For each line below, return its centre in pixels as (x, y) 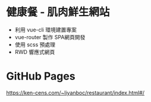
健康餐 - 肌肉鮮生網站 (58, 12)
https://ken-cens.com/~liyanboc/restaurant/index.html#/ (75, 93)
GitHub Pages (41, 76)
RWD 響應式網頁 (35, 52)
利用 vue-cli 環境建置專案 (46, 30)
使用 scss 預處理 (35, 44)
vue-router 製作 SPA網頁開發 (50, 37)
